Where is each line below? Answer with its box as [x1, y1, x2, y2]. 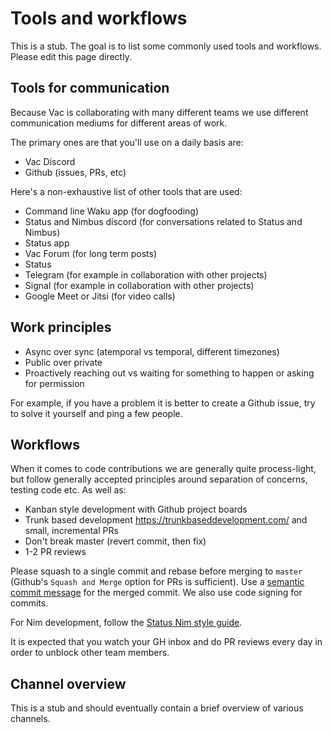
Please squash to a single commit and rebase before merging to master [10, 565, 303, 577]
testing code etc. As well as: [10, 484, 127, 496]
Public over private [24, 356, 103, 368]
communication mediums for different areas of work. [10, 117, 228, 129]
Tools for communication [10, 80, 170, 97]
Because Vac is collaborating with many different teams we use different [10, 106, 309, 118]
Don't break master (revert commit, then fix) [24, 535, 207, 547]
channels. [10, 713, 51, 725]
